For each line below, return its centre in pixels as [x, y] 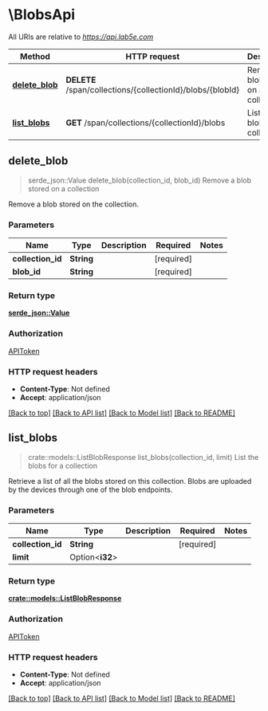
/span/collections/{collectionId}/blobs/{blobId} [153, 89]
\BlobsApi [42, 15]
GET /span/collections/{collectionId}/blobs [146, 123]
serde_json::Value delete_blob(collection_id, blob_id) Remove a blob [140, 180]
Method [35, 56]
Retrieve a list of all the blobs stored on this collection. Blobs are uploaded [130, 481]
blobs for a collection [63, 465]
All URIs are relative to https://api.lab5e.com [81, 37]
